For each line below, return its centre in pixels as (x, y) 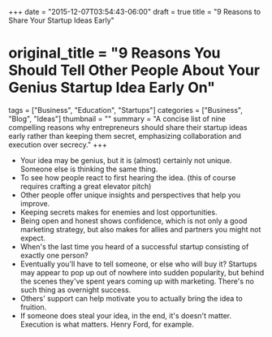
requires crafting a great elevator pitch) (86, 186)
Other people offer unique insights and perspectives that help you (130, 195)
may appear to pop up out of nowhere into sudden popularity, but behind (142, 272)
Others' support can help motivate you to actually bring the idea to (132, 298)
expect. (33, 238)
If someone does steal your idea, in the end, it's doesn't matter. (126, 315)
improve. (35, 203)
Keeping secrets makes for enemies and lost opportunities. (119, 212)
